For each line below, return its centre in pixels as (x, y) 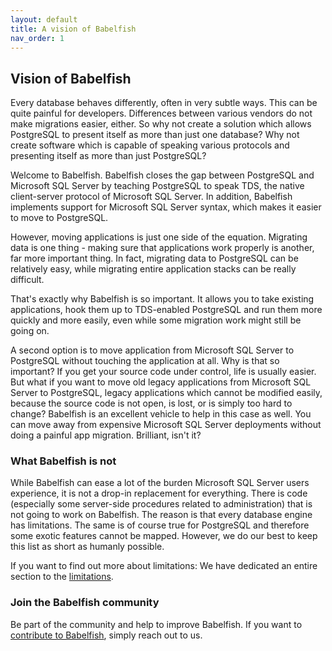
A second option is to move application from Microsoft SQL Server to (152, 350)
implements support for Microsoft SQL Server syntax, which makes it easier (166, 207)
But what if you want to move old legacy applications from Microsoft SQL (161, 382)
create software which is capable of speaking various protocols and (150, 145)
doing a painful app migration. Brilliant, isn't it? (106, 435)
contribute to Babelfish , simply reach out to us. (106, 635)
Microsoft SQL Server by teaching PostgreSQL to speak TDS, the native (157, 186)
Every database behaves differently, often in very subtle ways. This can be (164, 103)
